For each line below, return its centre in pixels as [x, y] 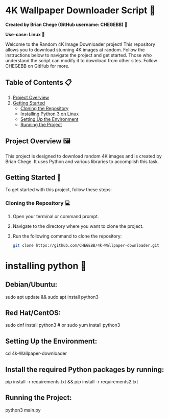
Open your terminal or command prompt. [56, 216]
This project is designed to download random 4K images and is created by [83, 156]
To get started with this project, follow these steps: [59, 190]
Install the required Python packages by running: [85, 369]
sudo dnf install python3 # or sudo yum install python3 [63, 325]
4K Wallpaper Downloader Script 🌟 [80, 10]
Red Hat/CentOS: [33, 313]
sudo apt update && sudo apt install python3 [52, 297]
